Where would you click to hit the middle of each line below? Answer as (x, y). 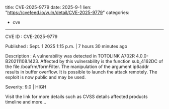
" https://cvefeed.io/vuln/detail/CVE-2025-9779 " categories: (67, 12)
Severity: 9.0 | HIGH (26, 87)
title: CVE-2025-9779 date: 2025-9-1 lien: (48, 7)
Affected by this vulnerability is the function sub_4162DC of (102, 61)
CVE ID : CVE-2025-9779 (31, 36)
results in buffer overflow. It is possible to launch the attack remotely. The (81, 72)
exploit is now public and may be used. (46, 77)
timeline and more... (26, 102)
